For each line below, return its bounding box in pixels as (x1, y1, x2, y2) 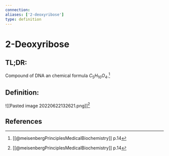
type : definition (5, 17, 42, 22)
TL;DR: (5, 58, 28, 67)
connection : (5, 7, 30, 13)
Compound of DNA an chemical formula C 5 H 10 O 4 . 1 (5, 71, 111, 80)
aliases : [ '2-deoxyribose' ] (5, 12, 64, 17)
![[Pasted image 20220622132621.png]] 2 (5, 102, 91, 109)
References (5, 117, 42, 126)
